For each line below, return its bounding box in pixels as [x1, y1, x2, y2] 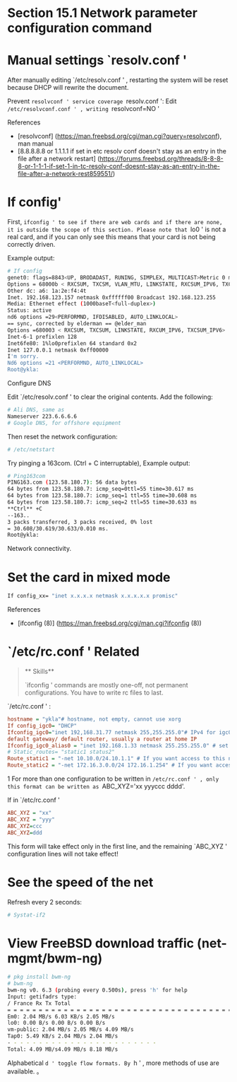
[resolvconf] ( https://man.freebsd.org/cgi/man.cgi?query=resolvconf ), [17, 132, 222, 141]
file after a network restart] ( [17, 154, 100, 163]
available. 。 [7, 1066, 44, 1076]
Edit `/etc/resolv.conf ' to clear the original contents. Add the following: [7, 392, 213, 401]
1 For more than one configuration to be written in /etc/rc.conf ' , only [7, 774, 219, 783]
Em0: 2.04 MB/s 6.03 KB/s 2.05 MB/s [7, 1013, 115, 1020]
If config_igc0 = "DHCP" [7, 722, 78, 729]
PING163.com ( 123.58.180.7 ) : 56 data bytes [7, 479, 138, 486]
